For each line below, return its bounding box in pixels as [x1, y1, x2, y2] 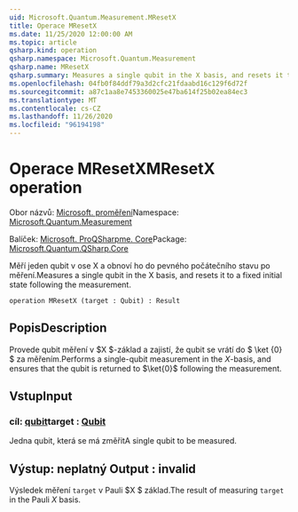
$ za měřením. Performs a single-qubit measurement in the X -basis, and [9, 353, 272, 364]
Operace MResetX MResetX [9, 159, 216, 179]
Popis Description [9, 321, 107, 336]
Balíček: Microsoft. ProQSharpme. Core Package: [9, 233, 187, 244]
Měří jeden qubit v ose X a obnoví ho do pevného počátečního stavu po [9, 260, 271, 271]
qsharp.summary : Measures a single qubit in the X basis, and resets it [9, 71, 284, 80]
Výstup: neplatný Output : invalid [9, 461, 197, 476]
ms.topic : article [9, 37, 77, 47]
